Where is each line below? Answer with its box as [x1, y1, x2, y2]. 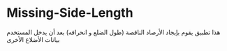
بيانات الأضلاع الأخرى [6, 35, 60, 43]
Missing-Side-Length [6, 5, 133, 21]
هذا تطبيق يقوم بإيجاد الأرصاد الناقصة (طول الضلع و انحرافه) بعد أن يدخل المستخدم [6, 28, 221, 36]
